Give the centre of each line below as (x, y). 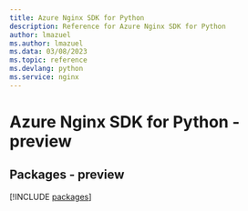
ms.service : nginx (44, 77)
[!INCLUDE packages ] (51, 196)
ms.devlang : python (46, 69)
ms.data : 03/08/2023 (49, 52)
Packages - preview (67, 175)
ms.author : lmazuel (46, 43)
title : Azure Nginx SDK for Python (77, 18)
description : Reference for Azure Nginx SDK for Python (118, 26)
